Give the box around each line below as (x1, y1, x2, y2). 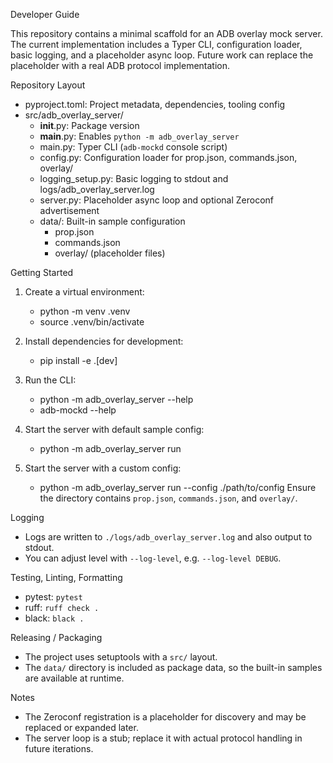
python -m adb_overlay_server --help (39, 394, 194, 405)
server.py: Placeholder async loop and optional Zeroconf (39, 194, 275, 206)
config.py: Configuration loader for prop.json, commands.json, (39, 152, 298, 163)
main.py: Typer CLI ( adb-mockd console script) (39, 141, 228, 153)
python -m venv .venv (39, 305, 131, 317)
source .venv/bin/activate (39, 316, 145, 328)
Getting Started (10, 267, 74, 278)
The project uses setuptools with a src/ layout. (24, 651, 218, 663)
